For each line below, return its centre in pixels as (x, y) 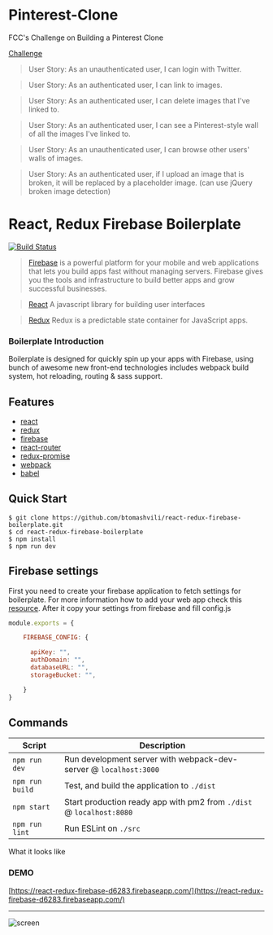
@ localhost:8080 (98, 812)
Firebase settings (54, 571)
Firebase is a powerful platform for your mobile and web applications (143, 262)
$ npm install (32, 539)
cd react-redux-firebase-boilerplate (80, 532)
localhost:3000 (130, 770)
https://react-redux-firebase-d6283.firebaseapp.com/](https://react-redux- (137, 890)
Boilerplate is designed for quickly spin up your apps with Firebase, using (131, 359)
